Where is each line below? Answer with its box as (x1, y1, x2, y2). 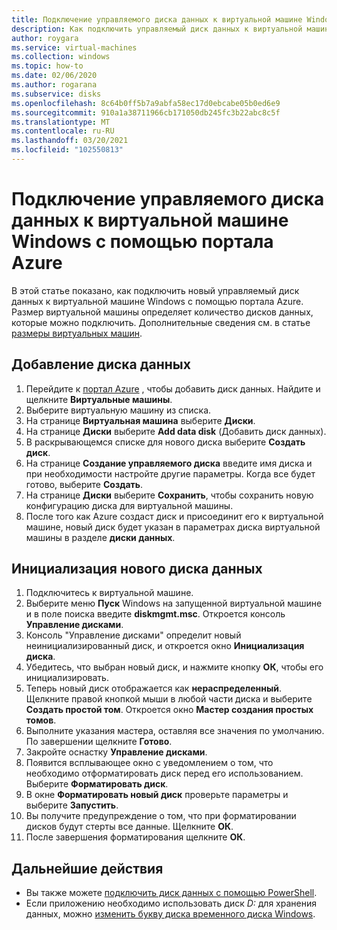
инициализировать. (25, 672, 109, 684)
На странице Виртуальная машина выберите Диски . (25, 414, 256, 426)
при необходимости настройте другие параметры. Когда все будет (25, 467, 316, 480)
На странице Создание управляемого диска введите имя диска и (25, 457, 313, 469)
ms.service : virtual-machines (11, 42, 138, 53)
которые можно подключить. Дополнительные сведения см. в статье (11, 316, 311, 328)
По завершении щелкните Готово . (25, 736, 173, 748)
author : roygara (11, 33, 79, 43)
